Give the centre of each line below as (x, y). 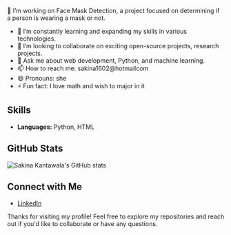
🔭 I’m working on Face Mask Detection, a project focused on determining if (113, 11)
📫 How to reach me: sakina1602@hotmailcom (83, 68)
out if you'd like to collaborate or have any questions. (82, 224)
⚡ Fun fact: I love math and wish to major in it (81, 86)
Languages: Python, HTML (56, 127)
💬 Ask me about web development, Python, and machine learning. (111, 61)
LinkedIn (29, 203)
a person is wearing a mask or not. (56, 18)
